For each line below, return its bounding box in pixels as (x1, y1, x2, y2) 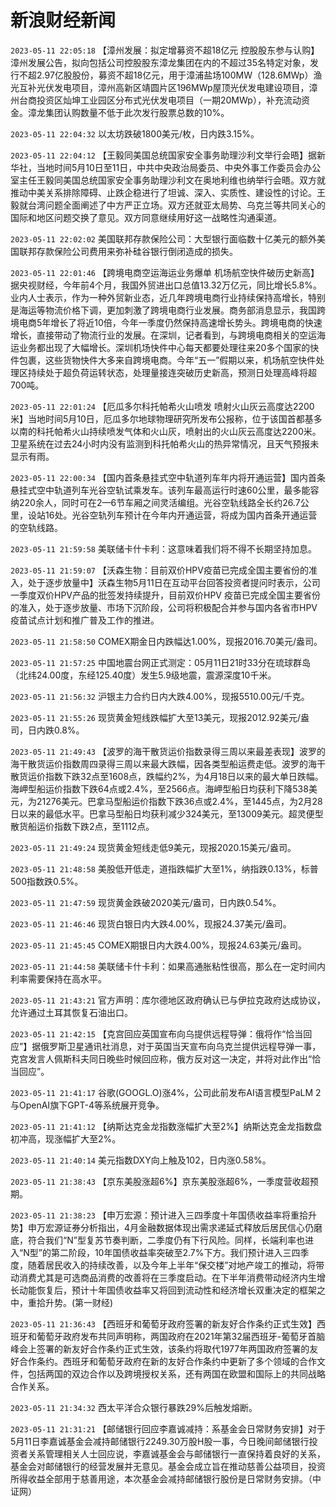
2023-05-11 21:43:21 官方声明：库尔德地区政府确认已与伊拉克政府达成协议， (10, 994, 326, 1006)
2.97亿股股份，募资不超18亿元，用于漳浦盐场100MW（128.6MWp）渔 (36, 69, 323, 81)
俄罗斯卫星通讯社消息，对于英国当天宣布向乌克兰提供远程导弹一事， (40, 1040, 322, 1052)
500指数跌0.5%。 (10, 875, 84, 887)
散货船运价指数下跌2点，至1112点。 (10, 820, 155, 832)
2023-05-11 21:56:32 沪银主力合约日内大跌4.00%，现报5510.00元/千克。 (10, 690, 310, 702)
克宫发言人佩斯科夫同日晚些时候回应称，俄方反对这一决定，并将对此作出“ (10, 1052, 313, 1065)
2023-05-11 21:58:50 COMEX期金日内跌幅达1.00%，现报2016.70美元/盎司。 (10, 635, 323, 647)
